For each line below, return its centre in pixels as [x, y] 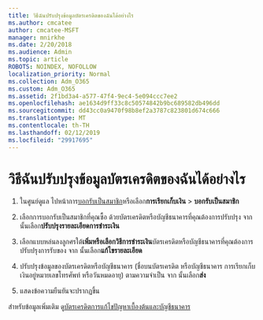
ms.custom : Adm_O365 [42, 89]
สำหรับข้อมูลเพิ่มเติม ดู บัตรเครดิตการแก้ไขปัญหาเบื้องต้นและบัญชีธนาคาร [99, 307]
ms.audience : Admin [40, 52]
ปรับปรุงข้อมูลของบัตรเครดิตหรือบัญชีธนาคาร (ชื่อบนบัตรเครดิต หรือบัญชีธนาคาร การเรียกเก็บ [137, 266]
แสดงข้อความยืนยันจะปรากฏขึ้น [59, 291]
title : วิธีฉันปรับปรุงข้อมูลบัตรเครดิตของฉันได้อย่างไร [71, 15]
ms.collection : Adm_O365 [49, 81]
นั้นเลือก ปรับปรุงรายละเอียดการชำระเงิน [69, 226]
